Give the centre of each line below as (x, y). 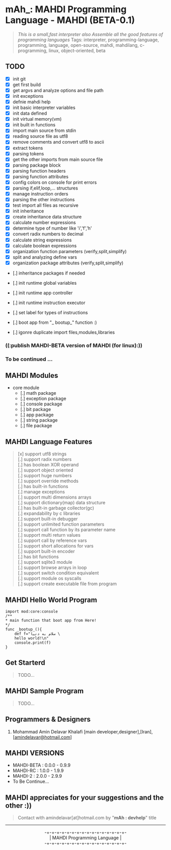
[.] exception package (43, 399)
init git (19, 79)
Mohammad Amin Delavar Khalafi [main (54, 731)
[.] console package (41, 404)
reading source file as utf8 (40, 136)
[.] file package (36, 426)
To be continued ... (29, 359)
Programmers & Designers (48, 719)
